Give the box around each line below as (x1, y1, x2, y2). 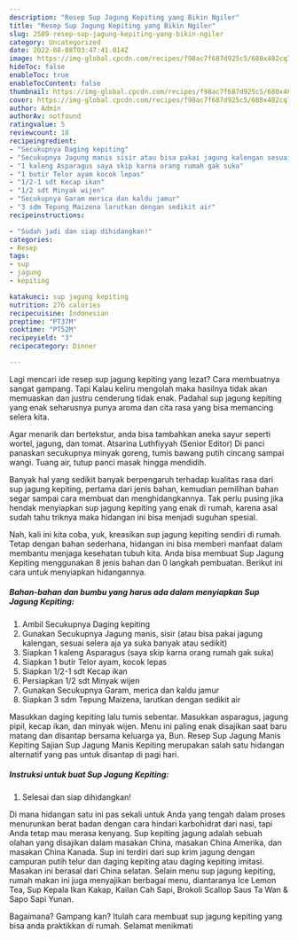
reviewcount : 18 (9, 129, 69, 137)
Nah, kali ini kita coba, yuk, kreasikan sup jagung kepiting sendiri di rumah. (9, 529, 282, 539)
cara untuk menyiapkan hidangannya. (9, 567, 146, 577)
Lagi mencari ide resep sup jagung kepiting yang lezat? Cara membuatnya (9, 373, 280, 384)
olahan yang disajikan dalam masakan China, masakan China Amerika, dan (9, 837, 282, 848)
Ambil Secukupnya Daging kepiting (21, 618, 151, 630)
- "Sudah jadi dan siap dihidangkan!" (9, 227, 153, 236)
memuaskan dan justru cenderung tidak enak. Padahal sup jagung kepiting (9, 392, 282, 403)
